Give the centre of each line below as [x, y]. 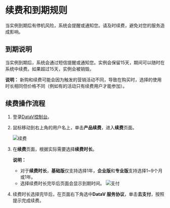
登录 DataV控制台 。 [32, 117]
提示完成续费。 [28, 200]
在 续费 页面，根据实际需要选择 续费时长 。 [55, 149]
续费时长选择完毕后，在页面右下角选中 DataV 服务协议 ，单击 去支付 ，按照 [88, 194]
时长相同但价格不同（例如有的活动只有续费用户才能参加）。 [66, 86]
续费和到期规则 [36, 10]
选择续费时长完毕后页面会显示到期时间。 [62, 183]
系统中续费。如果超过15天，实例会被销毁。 [50, 68]
